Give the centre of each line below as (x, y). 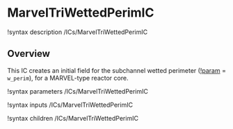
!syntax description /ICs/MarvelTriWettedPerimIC (78, 32)
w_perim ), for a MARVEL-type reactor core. (68, 78)
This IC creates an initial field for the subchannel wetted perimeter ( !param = (116, 70)
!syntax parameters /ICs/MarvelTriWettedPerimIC (78, 91)
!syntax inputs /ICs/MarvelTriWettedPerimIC (70, 105)
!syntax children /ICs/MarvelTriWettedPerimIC (73, 118)
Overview (29, 54)
